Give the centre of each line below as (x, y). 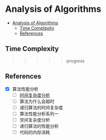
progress (75, 61)
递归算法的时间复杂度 (41, 107)
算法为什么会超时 (37, 101)
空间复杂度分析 (35, 120)
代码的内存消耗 (35, 132)
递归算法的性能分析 (39, 126)
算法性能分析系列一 (39, 114)
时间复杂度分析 (35, 95)
